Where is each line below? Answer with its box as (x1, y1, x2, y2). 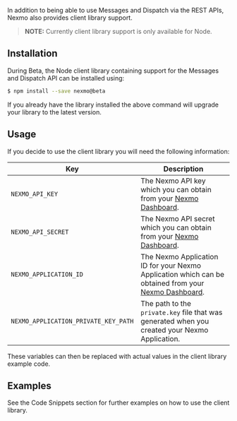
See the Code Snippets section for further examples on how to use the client (7, 398, 230, 407)
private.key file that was (140, 307, 223, 317)
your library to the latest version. (7, 107, 102, 116)
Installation (7, 47, 58, 59)
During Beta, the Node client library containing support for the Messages (7, 66, 219, 75)
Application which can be (140, 269, 224, 279)
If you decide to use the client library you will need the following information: (7, 147, 230, 155)
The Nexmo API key (140, 176, 206, 186)
